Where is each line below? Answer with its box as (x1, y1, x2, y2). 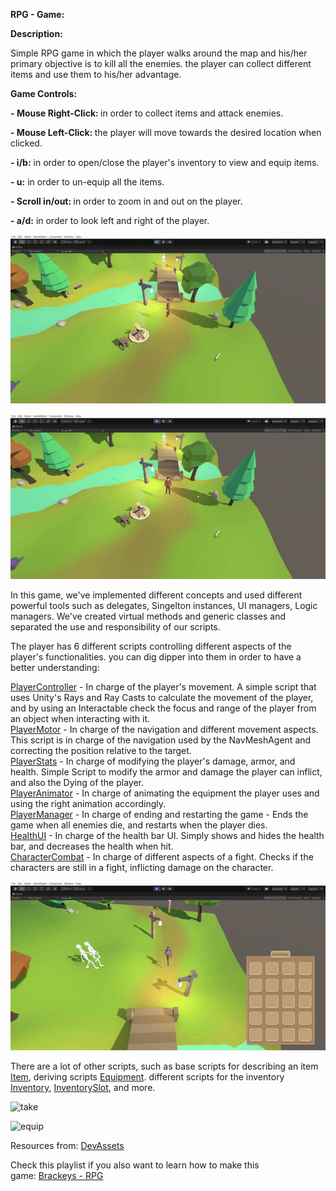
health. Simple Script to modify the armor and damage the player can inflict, (10, 766, 323, 778)
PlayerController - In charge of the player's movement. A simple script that (10, 681, 317, 693)
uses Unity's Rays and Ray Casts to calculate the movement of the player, (10, 692, 314, 704)
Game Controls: (10, 88, 78, 99)
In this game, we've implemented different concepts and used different (10, 589, 303, 601)
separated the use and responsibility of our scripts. (10, 621, 221, 633)
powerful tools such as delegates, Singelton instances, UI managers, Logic (10, 600, 318, 612)
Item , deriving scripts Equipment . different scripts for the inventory (10, 1070, 285, 1083)
